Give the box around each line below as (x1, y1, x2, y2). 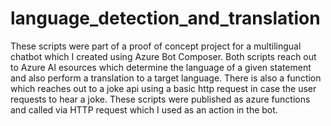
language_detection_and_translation (10, 7, 321, 30)
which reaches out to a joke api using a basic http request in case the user (10, 82, 317, 94)
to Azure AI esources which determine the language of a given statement (10, 61, 312, 73)
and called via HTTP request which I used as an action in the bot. (10, 103, 278, 116)
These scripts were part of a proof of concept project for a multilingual (10, 40, 302, 52)
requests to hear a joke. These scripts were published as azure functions (10, 93, 311, 105)
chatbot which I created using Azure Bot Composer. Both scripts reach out (10, 50, 317, 62)
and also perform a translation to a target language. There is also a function (10, 72, 322, 84)
